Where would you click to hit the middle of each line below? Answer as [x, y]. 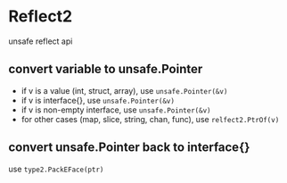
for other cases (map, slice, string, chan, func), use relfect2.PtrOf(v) [150, 119]
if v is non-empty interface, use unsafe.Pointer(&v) [116, 110]
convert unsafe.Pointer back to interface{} [129, 148]
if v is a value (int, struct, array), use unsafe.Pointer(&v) [124, 90]
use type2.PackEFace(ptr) [56, 169]
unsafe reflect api [41, 41]
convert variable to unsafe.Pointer [106, 69]
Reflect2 [41, 17]
